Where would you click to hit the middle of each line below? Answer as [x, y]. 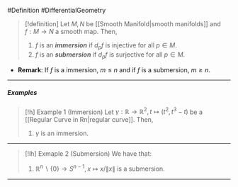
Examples [22, 93]
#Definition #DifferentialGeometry [57, 10]
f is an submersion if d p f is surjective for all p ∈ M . [110, 55]
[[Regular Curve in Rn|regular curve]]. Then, [89, 120]
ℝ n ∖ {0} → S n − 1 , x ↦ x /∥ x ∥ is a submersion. [100, 168]
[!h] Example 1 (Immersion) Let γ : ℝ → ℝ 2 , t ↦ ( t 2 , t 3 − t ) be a [114, 111]
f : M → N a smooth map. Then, [71, 32]
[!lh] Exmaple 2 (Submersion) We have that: [88, 154]
